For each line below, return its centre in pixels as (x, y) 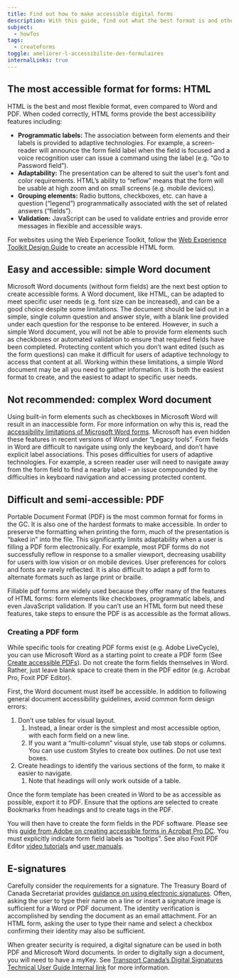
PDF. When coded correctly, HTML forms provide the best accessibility (112, 114)
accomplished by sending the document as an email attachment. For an (112, 916)
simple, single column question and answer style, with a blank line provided (118, 317)
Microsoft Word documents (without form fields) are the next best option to (117, 287)
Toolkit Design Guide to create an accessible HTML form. (91, 247)
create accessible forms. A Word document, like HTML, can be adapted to (116, 294)
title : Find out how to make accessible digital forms (90, 14)
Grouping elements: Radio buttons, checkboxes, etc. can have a (112, 196)
